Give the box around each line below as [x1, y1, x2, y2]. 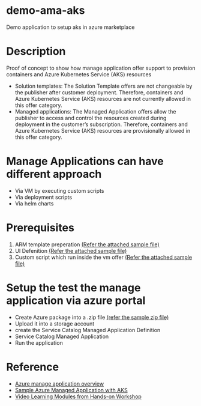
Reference [6, 360, 59, 374]
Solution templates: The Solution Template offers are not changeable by [14, 82, 193, 89]
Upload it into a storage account [14, 320, 95, 327]
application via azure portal [6, 294, 146, 307]
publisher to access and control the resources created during [14, 114, 167, 121]
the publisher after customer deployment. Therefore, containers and [14, 88, 184, 96]
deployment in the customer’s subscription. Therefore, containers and [14, 121, 188, 128]
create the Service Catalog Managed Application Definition [14, 326, 161, 333]
